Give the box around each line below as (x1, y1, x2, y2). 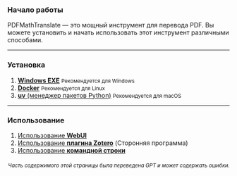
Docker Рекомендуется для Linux (17, 83, 106, 92)
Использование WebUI (17, 131, 87, 139)
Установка (7, 60, 46, 70)
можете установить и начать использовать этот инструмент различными (7, 28, 229, 37)
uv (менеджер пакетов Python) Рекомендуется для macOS (17, 91, 182, 99)
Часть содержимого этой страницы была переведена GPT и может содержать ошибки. (8, 162, 230, 170)
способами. (7, 36, 44, 44)
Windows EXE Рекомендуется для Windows (17, 76, 135, 84)
